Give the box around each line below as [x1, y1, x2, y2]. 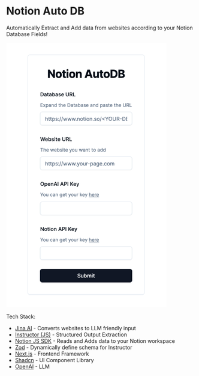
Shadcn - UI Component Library [14, 356, 94, 363]
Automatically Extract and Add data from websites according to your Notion [6, 24, 193, 31]
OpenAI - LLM [14, 363, 50, 370]
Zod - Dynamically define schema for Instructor [14, 344, 132, 351]
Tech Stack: [6, 313, 36, 320]
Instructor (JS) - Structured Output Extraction [14, 331, 128, 338]
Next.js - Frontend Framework [14, 350, 89, 357]
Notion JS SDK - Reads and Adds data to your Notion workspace [14, 337, 176, 344]
